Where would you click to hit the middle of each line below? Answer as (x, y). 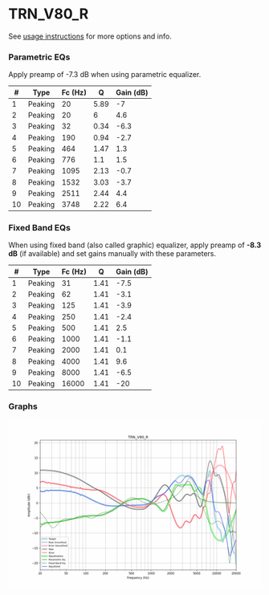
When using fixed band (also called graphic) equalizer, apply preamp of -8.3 (135, 245)
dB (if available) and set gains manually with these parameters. (112, 254)
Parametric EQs (39, 57)
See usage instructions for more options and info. (90, 36)
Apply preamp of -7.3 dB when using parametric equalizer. (105, 75)
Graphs (23, 406)
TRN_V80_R (49, 14)
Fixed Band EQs (39, 227)
